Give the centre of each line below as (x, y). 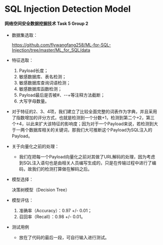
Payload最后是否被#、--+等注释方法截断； (62, 95)
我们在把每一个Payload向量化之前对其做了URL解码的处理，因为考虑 (87, 157)
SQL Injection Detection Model (68, 9)
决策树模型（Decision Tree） (41, 190)
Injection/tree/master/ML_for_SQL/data (51, 50)
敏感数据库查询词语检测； (45, 83)
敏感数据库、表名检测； (43, 77)
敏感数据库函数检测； (40, 89)
